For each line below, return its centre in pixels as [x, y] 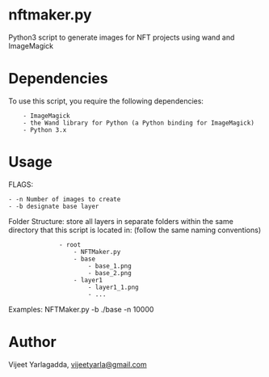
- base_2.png [109, 273]
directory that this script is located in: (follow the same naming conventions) [134, 230]
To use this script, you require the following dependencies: [106, 101]
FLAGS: [21, 184]
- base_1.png [109, 266]
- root [70, 244]
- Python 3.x [45, 130]
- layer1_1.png [113, 287]
